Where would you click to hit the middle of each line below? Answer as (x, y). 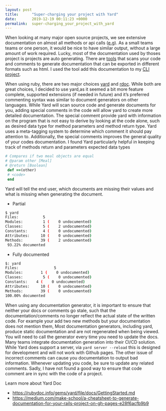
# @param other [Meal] (28, 161)
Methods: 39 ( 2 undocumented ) (49, 240)
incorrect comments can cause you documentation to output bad (72, 358)
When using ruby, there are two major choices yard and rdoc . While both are (83, 84)
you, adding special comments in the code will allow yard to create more (79, 110)
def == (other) (22, 170)
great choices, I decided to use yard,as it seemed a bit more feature (74, 89)
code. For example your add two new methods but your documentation (78, 321)
